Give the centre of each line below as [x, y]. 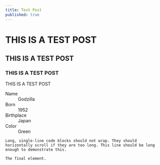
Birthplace [16, 115]
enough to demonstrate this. [36, 150]
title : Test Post [24, 10]
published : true [22, 15]
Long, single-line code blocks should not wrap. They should [71, 141]
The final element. [26, 159]
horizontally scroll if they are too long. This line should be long [80, 145]
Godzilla [27, 99]
